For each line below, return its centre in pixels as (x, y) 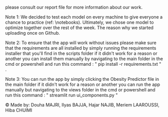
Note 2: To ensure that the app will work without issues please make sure (81, 43)
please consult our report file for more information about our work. (74, 7)
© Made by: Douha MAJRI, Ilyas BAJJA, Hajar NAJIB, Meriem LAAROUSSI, (82, 105)
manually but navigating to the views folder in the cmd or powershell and (80, 90)
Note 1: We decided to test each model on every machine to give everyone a (84, 17)
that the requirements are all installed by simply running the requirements (81, 48)
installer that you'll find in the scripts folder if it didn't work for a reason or (81, 53)
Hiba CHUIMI (19, 110)
